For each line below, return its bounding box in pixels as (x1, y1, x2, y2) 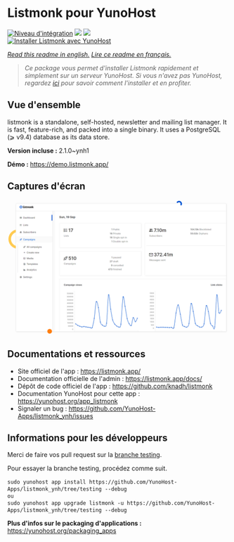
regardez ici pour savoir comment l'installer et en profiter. (24, 79, 192, 87)
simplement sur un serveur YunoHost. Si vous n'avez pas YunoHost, (24, 71, 223, 79)
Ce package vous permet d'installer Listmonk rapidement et (24, 63, 199, 72)
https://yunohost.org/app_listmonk (17, 396, 118, 405)
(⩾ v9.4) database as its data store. (7, 132, 110, 141)
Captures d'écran (7, 181, 86, 193)
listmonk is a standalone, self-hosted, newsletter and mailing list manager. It (7, 117, 227, 126)
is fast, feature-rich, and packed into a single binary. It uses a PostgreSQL (7, 125, 221, 134)
